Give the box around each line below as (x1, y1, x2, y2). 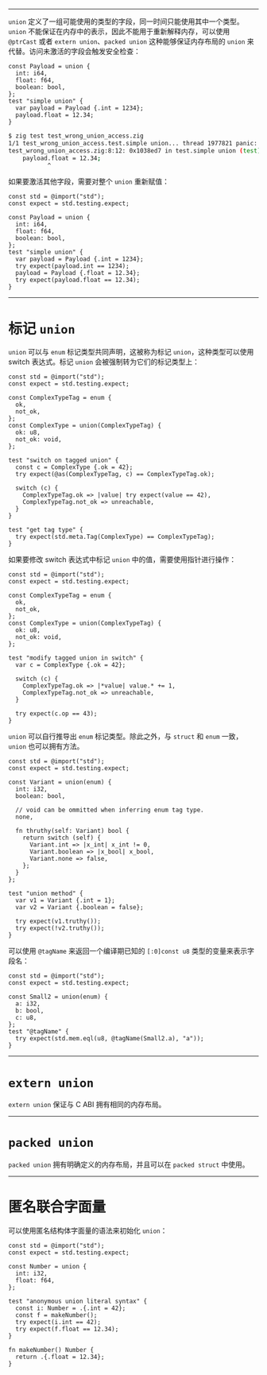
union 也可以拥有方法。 (8, 742, 84, 751)
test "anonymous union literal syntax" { (8, 1297, 148, 1306)
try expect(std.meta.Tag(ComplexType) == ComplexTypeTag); (15, 533, 215, 541)
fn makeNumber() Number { (8, 1346, 94, 1354)
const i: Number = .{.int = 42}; (15, 1304, 126, 1312)
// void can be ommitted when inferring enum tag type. (15, 806, 204, 815)
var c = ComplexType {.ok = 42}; (15, 661, 126, 669)
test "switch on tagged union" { (8, 456, 119, 465)
